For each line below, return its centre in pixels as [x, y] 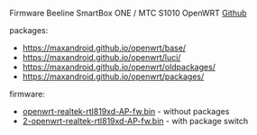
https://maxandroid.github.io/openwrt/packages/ [113, 76]
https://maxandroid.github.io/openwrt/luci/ [101, 57]
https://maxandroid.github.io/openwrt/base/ [104, 48]
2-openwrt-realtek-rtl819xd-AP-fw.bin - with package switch [135, 121]
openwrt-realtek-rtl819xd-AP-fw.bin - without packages [126, 111]
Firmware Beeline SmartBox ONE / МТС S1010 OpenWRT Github [128, 13]
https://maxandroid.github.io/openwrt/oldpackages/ [119, 67]
